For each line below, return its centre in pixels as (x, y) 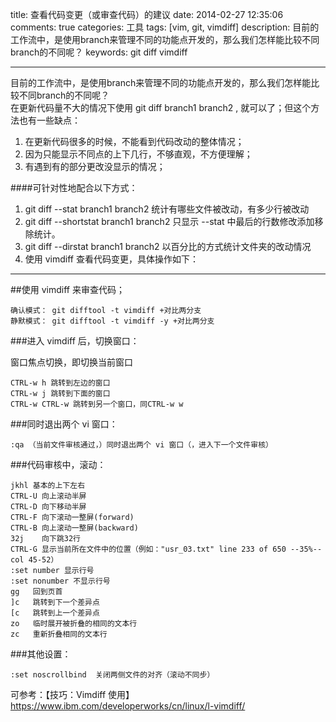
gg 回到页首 (36, 592)
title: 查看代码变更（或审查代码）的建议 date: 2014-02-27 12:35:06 (147, 14)
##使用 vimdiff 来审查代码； (67, 289)
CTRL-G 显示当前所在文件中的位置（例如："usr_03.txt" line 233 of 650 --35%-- (166, 549)
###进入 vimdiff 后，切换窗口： (75, 341)
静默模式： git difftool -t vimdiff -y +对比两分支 (112, 321)
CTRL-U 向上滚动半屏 (48, 496)
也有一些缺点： (49, 120)
